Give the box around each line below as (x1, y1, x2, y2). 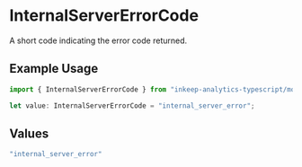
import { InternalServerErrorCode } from (9, 84, 167, 94)
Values (9, 126, 49, 141)
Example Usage (9, 61, 99, 76)
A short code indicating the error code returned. (9, 35, 188, 46)
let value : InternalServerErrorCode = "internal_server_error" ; (9, 101, 255, 110)
